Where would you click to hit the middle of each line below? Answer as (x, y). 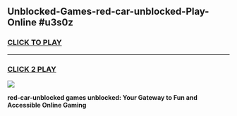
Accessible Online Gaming (47, 105)
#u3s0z (56, 23)
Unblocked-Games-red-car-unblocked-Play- (108, 12)
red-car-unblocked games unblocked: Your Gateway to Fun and (102, 97)
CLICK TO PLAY (35, 43)
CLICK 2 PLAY (32, 69)
